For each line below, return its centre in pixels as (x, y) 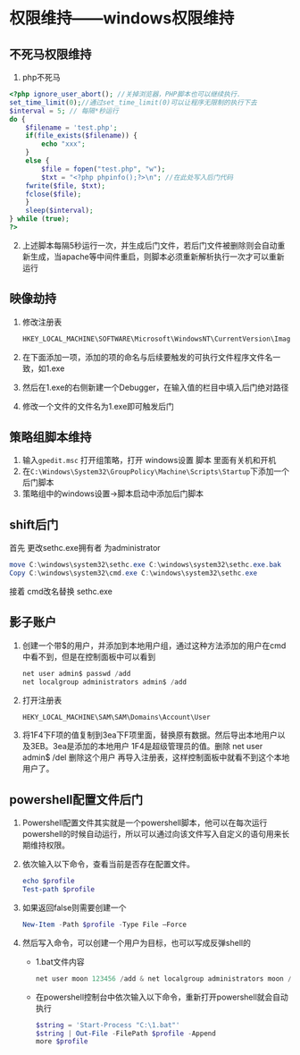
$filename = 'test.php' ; (71, 127)
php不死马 (41, 77)
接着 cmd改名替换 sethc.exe (61, 591)
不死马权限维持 (50, 54)
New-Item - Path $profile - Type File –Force (104, 924)
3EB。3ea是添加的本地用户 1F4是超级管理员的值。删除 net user (146, 747)
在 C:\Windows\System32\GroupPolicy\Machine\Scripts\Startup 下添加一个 (156, 471)
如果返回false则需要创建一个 (74, 907)
